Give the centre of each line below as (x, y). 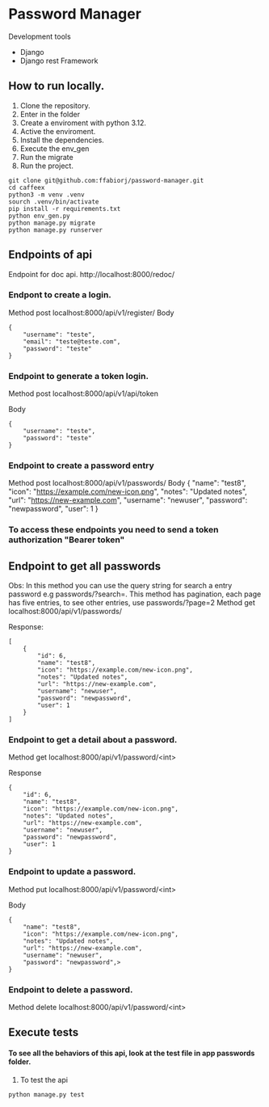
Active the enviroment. (58, 131)
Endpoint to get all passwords (85, 566)
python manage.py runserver (56, 230)
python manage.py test (46, 1094)
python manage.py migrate (52, 223)
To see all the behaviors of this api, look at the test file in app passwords (132, 1053)
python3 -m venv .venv (46, 195)
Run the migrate (47, 157)
